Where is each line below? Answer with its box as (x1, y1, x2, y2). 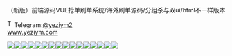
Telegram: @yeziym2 (14, 21, 73, 29)
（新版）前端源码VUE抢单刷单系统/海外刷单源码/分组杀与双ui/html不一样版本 (7, 6, 226, 14)
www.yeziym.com (7, 28, 58, 36)
